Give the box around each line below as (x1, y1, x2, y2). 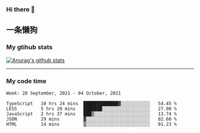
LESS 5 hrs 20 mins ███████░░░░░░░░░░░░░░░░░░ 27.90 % (6, 106, 177, 112)
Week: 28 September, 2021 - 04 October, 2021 (6, 90, 121, 96)
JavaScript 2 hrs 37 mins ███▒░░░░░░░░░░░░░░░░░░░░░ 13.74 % (6, 111, 177, 117)
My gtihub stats (6, 43, 53, 51)
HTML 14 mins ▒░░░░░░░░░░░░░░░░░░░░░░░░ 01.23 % (6, 121, 177, 127)
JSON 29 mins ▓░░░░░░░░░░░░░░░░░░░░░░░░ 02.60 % (6, 116, 177, 122)
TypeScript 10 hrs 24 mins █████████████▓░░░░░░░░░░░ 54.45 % (6, 100, 177, 106)
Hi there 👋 (6, 5, 36, 14)
